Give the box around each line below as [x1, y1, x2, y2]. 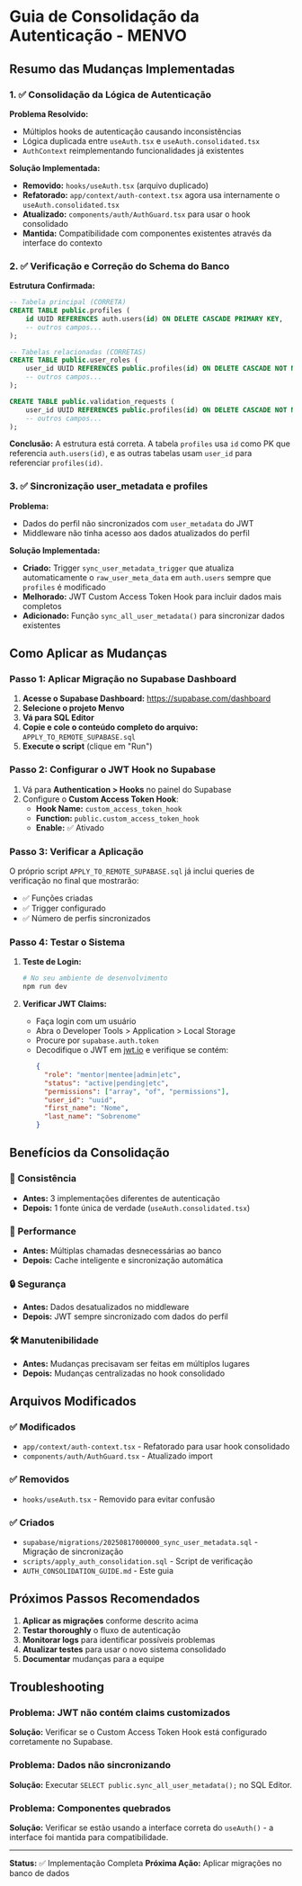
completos [22, 600, 62, 611]
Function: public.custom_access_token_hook [35, 813, 200, 823]
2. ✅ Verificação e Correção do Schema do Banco [9, 259, 230, 272]
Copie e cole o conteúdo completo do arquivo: [22, 722, 199, 732]
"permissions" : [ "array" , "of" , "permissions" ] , [43, 1087, 230, 1096]
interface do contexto [22, 237, 103, 248]
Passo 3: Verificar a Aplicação [9, 845, 144, 858]
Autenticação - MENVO [9, 25, 187, 46]
